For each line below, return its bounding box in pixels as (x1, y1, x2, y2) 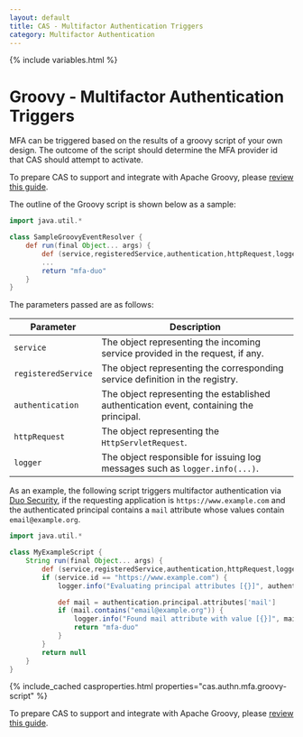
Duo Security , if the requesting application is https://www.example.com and (9, 495, 286, 506)
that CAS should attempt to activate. (9, 154, 144, 165)
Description (170, 321, 221, 334)
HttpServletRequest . (101, 437, 188, 449)
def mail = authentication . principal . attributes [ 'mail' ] (57, 597, 277, 607)
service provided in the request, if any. (101, 347, 264, 360)
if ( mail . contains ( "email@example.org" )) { (57, 606, 224, 615)
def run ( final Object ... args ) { (25, 241, 151, 251)
